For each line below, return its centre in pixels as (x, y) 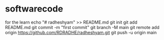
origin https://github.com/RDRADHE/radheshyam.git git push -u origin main (81, 32)
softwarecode (34, 9)
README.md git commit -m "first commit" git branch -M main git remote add (82, 27)
